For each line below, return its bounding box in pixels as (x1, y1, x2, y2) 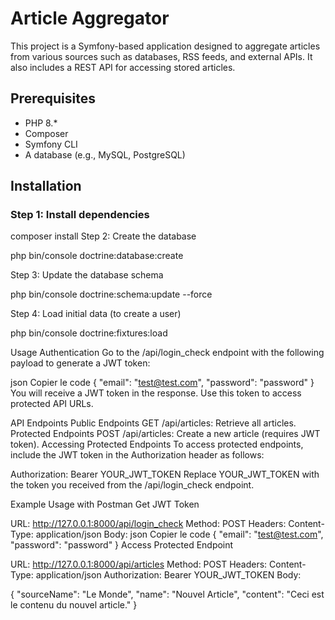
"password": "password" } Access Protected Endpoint (10, 539, 234, 551)
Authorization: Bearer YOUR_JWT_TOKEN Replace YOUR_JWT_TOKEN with (10, 468, 320, 481)
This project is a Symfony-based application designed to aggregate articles (10, 40, 321, 52)
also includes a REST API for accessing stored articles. (10, 61, 236, 73)
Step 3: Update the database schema (10, 269, 164, 281)
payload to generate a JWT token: (10, 357, 151, 369)
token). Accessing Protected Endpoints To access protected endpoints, (10, 438, 304, 451)
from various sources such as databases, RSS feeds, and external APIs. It (10, 50, 313, 62)
